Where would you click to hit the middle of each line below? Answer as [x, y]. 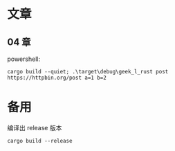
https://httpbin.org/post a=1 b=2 [57, 78]
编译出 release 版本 [35, 127]
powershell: [24, 59]
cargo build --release [40, 141]
